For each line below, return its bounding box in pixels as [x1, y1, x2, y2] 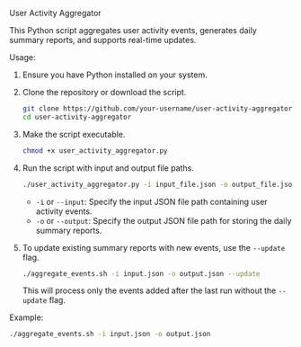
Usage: [9, 52, 36, 62]
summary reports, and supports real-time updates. [9, 35, 197, 45]
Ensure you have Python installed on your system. [22, 69, 208, 80]
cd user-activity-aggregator [22, 112, 132, 121]
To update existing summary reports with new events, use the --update [22, 242, 286, 253]
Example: [9, 312, 44, 323]
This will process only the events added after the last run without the [22, 285, 277, 296]
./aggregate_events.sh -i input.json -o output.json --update [22, 269, 261, 278]
